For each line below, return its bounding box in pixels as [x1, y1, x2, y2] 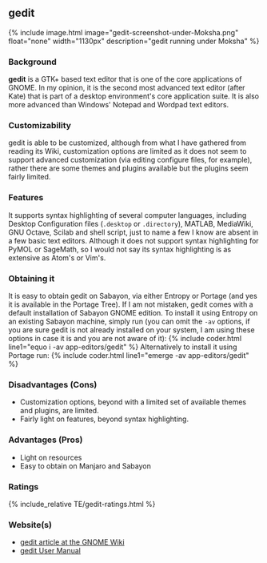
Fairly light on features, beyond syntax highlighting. [19, 414, 189, 424]
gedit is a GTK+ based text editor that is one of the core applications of [8, 74, 242, 84]
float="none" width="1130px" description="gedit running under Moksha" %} [8, 36, 260, 46]
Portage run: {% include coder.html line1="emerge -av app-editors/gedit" [8, 351, 249, 360]
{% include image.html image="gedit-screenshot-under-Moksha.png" [8, 27, 239, 37]
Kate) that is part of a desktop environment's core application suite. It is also [8, 91, 260, 101]
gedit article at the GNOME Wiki [19, 537, 126, 547]
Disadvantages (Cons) [8, 379, 98, 390]
